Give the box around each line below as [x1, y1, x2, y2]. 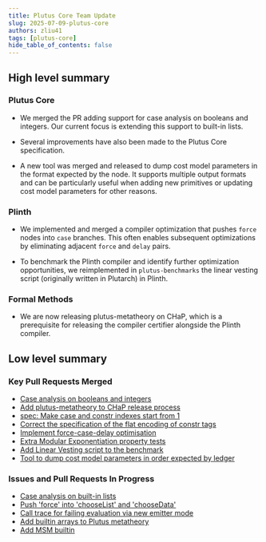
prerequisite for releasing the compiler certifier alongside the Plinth [19, 320, 241, 330]
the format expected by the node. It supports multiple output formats [19, 169, 247, 179]
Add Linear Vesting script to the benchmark [19, 445, 164, 455]
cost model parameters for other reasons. [19, 186, 157, 196]
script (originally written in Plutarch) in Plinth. [19, 274, 169, 283]
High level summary [8, 71, 110, 85]
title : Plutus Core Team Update [8, 11, 116, 20]
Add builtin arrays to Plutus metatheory [19, 516, 149, 527]
